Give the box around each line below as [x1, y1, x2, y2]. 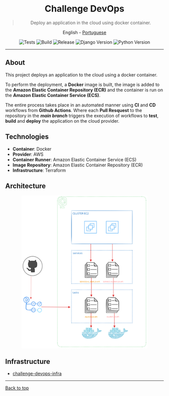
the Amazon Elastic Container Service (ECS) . [5, 92, 101, 98]
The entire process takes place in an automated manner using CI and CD [5, 102, 156, 108]
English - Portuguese [62, 29, 107, 35]
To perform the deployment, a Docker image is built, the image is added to [5, 81, 160, 87]
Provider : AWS [12, 151, 44, 157]
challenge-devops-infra [12, 370, 62, 377]
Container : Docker [12, 146, 52, 152]
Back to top [5, 385, 29, 391]
